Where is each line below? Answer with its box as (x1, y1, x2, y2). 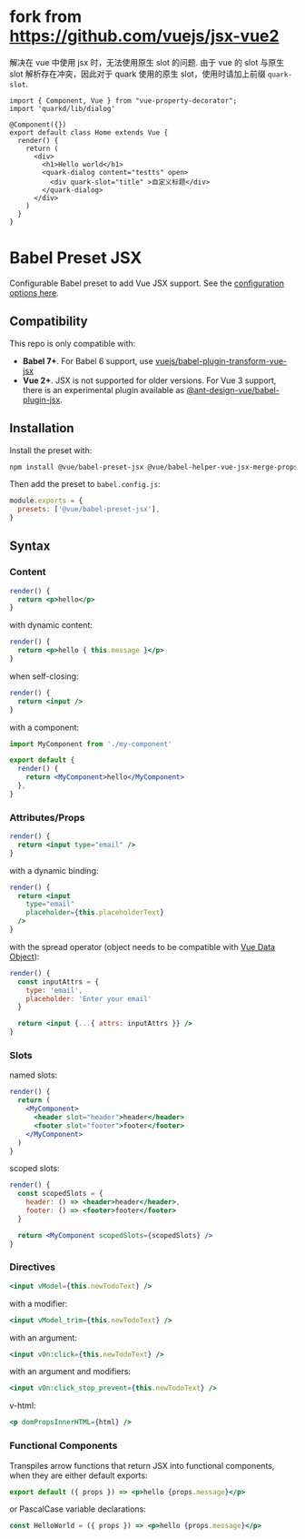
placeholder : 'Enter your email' (25, 994, 152, 1003)
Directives (9, 1261, 56, 1273)
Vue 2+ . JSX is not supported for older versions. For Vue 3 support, (22, 375, 277, 386)
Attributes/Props (9, 811, 85, 824)
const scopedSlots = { (17, 1190, 103, 1199)
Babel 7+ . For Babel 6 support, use (22, 355, 154, 366)
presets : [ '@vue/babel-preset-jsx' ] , (17, 505, 161, 514)
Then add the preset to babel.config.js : (9, 479, 161, 490)
